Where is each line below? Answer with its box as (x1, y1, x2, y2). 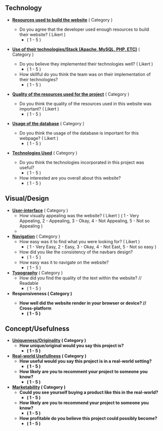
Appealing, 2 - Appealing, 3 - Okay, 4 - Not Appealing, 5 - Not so (19, 218, 150, 224)
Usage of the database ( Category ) (12, 120, 85, 126)
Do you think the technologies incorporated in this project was (19, 159, 145, 165)
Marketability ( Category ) (12, 384, 66, 390)
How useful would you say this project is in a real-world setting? (19, 358, 152, 364)
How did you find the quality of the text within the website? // (19, 275, 142, 281)
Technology (5, 4, 42, 12)
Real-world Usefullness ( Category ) (12, 353, 87, 359)
